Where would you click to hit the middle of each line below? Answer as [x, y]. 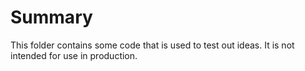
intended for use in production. [74, 55]
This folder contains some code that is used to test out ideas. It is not [152, 45]
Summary [51, 17]
